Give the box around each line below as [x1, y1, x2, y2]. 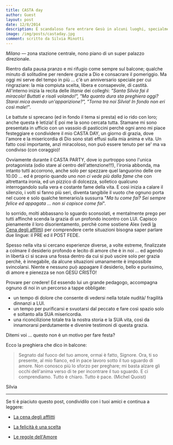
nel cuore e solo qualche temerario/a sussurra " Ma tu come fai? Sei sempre [6, 195, 166, 201]
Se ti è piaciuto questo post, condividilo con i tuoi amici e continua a [6, 398, 150, 404]
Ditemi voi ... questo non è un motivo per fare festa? [6, 332, 116, 338]
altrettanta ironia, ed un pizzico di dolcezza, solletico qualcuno [6, 178, 138, 184]
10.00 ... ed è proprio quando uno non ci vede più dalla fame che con [6, 173, 152, 179]
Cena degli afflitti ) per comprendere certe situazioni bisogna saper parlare [6, 227, 163, 233]
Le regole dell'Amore [13, 434, 57, 440]
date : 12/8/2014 [6, 22, 41, 27]
